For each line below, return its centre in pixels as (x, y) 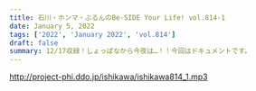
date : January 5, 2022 (52, 26)
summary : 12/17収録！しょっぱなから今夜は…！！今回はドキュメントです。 (130, 51)
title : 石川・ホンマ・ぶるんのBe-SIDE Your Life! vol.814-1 (118, 18)
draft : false (34, 43)
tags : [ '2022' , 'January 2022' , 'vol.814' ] (93, 34)
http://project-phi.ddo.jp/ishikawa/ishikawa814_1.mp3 (109, 77)
